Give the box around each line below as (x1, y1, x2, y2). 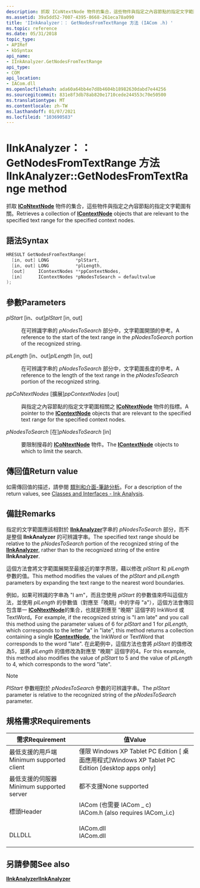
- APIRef (6, 42, 28, 48)
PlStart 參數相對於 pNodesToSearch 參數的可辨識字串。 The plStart (6, 684, 170, 691)
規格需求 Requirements (6, 716, 91, 726)
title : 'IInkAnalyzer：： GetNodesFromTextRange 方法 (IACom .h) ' (6, 20, 174, 26)
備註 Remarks (6, 509, 56, 519)
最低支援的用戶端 (9, 747, 58, 756)
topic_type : (6, 36, 36, 42)
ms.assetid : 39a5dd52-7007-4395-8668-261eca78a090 (6, 14, 135, 20)
